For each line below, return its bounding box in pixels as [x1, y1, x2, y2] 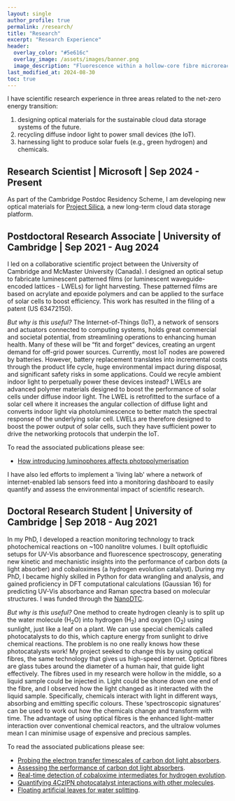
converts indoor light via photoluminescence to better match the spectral [7, 408, 218, 415]
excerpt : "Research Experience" [7, 36, 101, 43]
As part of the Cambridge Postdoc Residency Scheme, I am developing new [7, 195, 226, 204]
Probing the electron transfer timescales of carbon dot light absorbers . [17, 755, 222, 764]
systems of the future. [17, 123, 82, 132]
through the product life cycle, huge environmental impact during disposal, [7, 363, 222, 371]
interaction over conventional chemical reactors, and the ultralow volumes [7, 721, 221, 730]
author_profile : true [7, 17, 71, 24]
